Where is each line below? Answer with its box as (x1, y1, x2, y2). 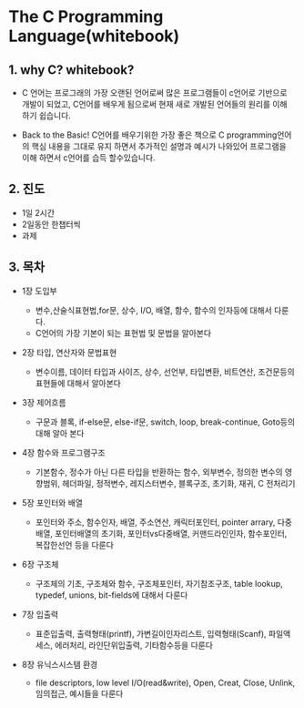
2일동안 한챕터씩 (21, 219, 81, 230)
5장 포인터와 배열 (21, 497, 84, 508)
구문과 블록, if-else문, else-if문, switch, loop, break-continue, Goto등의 (35, 416, 296, 427)
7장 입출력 (21, 609, 59, 620)
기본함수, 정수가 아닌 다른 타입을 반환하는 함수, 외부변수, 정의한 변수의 (35, 467, 283, 477)
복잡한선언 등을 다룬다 (35, 539, 115, 550)
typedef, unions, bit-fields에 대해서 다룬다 (35, 590, 188, 600)
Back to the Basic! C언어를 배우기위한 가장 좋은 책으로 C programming (21, 129, 278, 140)
